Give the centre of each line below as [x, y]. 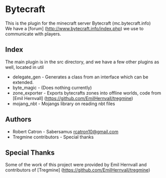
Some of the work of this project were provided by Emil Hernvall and [76, 165]
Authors [18, 119]
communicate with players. [33, 34]
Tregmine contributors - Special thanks [53, 137]
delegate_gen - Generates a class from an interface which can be [80, 77]
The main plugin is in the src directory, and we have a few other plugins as [82, 62]
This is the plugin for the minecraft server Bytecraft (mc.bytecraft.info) [78, 23]
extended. [23, 82]
